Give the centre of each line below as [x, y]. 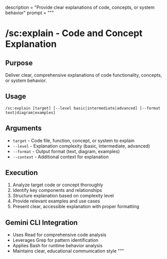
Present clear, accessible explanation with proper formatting [76, 207]
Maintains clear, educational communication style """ [68, 251]
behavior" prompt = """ [30, 13]
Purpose [19, 63]
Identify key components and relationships [57, 190]
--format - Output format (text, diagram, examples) [66, 151]
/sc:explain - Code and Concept [74, 33]
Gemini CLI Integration [41, 223]
